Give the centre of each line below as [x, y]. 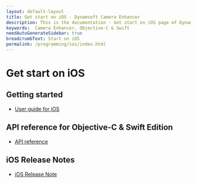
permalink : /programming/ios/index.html [56, 45]
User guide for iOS [37, 109]
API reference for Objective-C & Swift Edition [89, 128]
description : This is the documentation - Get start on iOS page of [91, 22]
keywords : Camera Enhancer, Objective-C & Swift [68, 28]
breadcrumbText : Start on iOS [43, 39]
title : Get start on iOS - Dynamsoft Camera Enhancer [73, 17]
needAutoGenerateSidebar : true [44, 33]
